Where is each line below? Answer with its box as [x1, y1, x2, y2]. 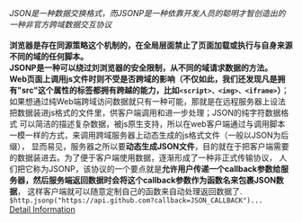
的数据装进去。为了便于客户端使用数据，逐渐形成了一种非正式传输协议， [9, 152, 277, 163]
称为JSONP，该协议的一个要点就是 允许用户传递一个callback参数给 [32, 164, 281, 174]
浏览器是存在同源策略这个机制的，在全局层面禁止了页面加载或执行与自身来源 [9, 40, 293, 50]
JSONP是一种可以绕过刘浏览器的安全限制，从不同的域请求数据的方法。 [9, 62, 272, 73]
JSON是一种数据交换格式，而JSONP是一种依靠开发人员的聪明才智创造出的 [9, 8, 286, 18]
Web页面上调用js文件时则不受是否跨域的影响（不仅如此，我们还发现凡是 [9, 74, 278, 84]
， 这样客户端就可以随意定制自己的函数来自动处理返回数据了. [17, 186, 243, 196]
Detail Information [9, 204, 75, 214]
